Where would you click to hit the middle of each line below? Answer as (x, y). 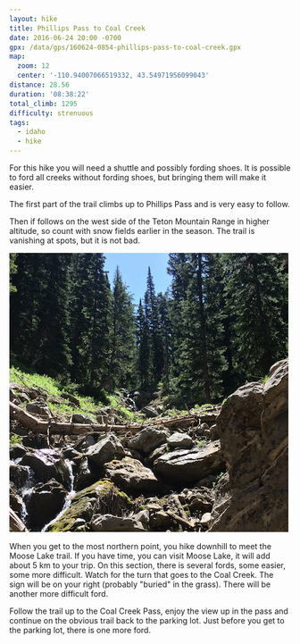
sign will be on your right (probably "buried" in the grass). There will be (140, 584)
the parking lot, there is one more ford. (80, 630)
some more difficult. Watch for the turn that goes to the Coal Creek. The (142, 575)
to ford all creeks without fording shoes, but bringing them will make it (138, 177)
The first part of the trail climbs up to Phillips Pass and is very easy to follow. (150, 204)
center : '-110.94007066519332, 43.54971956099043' (113, 76)
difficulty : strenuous (51, 113)
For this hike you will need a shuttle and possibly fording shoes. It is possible (150, 168)
